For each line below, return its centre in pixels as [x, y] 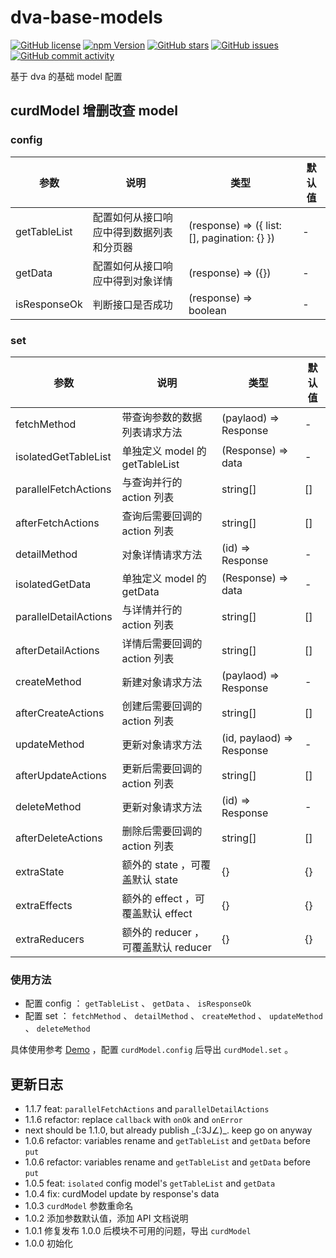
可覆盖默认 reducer [166, 947]
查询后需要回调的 [162, 516]
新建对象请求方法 [162, 682]
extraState [40, 871]
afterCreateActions [60, 713]
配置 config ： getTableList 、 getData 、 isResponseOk [138, 1003]
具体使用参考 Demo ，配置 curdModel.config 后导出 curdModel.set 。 [152, 1050]
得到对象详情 [142, 281]
